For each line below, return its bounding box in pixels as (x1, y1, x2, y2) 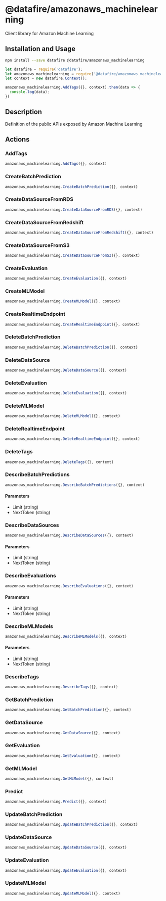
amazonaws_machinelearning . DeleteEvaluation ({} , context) (5, 391, 127, 396)
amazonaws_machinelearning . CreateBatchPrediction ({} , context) (5, 184, 138, 189)
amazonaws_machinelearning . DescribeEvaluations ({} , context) (5, 583, 134, 588)
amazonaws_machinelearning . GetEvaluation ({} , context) (5, 753, 121, 758)
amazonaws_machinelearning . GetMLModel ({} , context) (5, 776, 114, 781)
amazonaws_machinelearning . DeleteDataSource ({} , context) (5, 368, 127, 373)
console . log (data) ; (9, 90, 50, 95)
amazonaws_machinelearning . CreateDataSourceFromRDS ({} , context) (5, 207, 142, 212)
